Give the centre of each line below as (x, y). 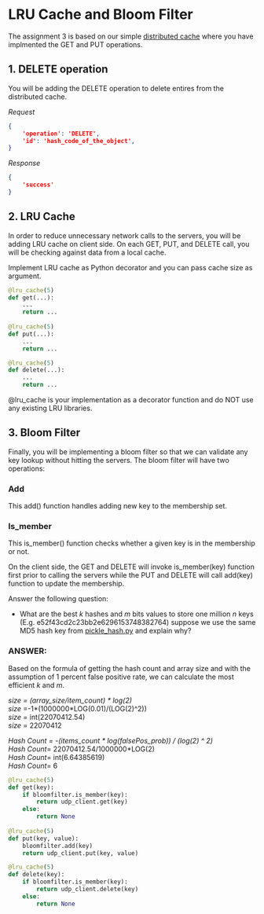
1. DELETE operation (58, 70)
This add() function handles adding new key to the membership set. (118, 506)
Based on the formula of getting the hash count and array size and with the (130, 668)
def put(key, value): (44, 839)
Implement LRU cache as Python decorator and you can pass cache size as (130, 267)
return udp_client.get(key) (82, 802)
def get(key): (31, 787)
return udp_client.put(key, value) (81, 853)
